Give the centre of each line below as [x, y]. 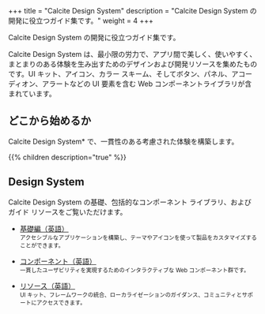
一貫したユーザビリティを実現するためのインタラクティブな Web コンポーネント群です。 [134, 270]
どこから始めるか [50, 121]
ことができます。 [42, 245]
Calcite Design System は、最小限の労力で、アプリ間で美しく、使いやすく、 [132, 54]
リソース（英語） [47, 286]
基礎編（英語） [44, 228]
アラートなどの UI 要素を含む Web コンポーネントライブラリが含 [147, 84]
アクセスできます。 [61, 303]
